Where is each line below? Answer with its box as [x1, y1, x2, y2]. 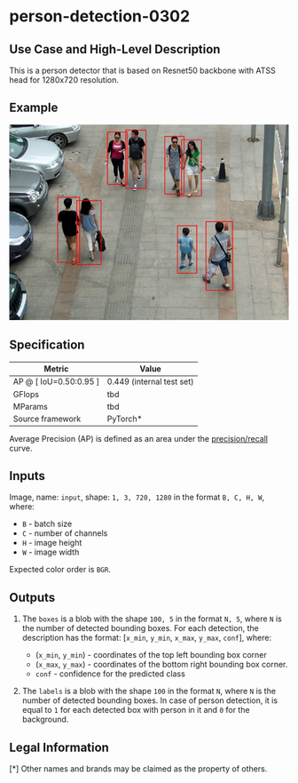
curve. [9, 443, 33, 453]
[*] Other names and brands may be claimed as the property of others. [9, 763, 268, 774]
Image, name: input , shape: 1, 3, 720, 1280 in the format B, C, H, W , [9, 491, 264, 503]
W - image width [21, 547, 80, 557]
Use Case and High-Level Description [9, 42, 221, 57]
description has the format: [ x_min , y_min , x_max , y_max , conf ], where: [21, 633, 272, 643]
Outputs [9, 589, 56, 605]
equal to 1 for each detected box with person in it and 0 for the [21, 705, 250, 715]
